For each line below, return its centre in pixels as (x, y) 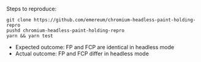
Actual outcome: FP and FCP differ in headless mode (82, 53)
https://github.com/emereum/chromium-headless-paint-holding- (115, 20)
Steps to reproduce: (32, 9)
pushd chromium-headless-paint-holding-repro (65, 30)
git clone (19, 20)
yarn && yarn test (30, 36)
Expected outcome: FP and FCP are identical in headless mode (95, 47)
